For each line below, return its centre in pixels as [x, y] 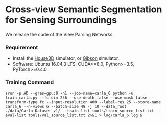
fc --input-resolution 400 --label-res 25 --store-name [100, 102]
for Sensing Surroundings [61, 20]
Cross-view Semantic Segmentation [84, 9]
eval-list [16, 115]
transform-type [21, 102]
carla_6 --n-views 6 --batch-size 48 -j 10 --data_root [66, 106]
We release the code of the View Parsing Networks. [59, 34]
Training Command [30, 82]
